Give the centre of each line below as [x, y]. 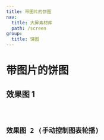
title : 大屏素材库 [32, 23]
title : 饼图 [26, 39]
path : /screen [29, 28]
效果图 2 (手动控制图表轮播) [53, 130]
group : [14, 34]
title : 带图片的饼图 [29, 12]
